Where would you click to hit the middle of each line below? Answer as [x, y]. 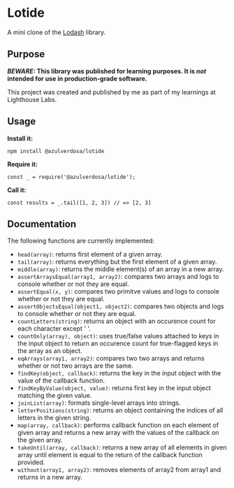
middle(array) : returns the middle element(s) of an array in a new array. [120, 269]
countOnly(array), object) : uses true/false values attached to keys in [118, 336]
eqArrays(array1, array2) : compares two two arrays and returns [111, 359]
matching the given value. [54, 396]
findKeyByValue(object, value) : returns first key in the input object [114, 388]
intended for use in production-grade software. [78, 78]
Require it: [23, 164]
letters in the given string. [54, 418]
